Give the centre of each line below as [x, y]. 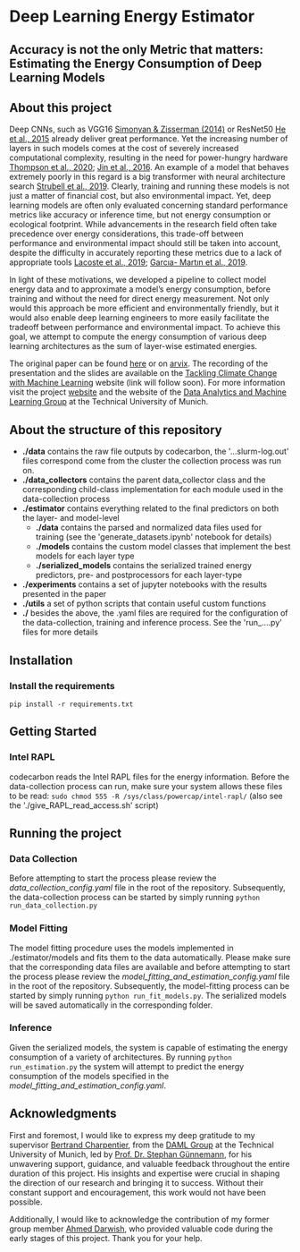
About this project [61, 108]
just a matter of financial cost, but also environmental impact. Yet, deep [140, 196]
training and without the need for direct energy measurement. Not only [139, 299]
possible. [26, 1202]
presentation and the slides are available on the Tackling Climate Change [143, 373]
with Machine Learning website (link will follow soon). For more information [147, 383]
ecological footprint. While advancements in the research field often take [143, 225]
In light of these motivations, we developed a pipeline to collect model [138, 280]
